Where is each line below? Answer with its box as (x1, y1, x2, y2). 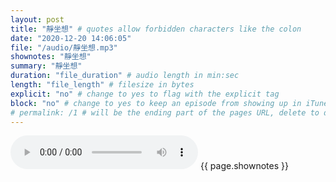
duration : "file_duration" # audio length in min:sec (10, 71, 240, 81)
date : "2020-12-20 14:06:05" (10, 33, 132, 43)
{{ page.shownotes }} (199, 160, 289, 172)
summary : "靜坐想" (10, 61, 83, 71)
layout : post (10, 14, 65, 25)
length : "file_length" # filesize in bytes (10, 80, 195, 90)
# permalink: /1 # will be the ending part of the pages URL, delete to (10, 107, 320, 118)
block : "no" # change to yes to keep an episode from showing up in (10, 98, 302, 108)
